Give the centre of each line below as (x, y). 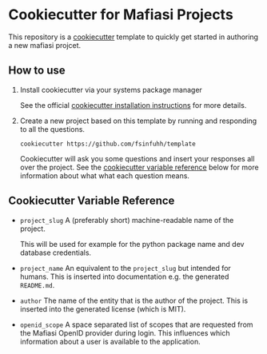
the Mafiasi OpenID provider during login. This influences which (125, 332)
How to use (37, 71)
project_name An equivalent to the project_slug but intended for (126, 268)
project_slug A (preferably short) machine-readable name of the (127, 220)
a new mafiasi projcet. (45, 45)
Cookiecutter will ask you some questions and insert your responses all (137, 158)
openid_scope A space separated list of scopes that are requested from (136, 324)
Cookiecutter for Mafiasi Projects (121, 15)
